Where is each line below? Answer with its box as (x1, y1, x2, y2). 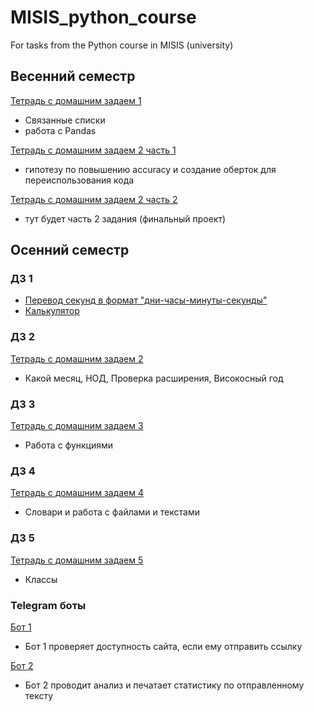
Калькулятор (24, 305, 80, 317)
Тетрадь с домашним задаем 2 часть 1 (10, 144, 177, 156)
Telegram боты (10, 598, 87, 612)
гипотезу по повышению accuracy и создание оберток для (24, 163, 277, 175)
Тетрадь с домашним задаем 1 (10, 94, 142, 106)
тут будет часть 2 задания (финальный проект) (24, 212, 227, 225)
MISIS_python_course (10, 6, 197, 29)
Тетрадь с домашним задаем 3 (10, 420, 144, 432)
